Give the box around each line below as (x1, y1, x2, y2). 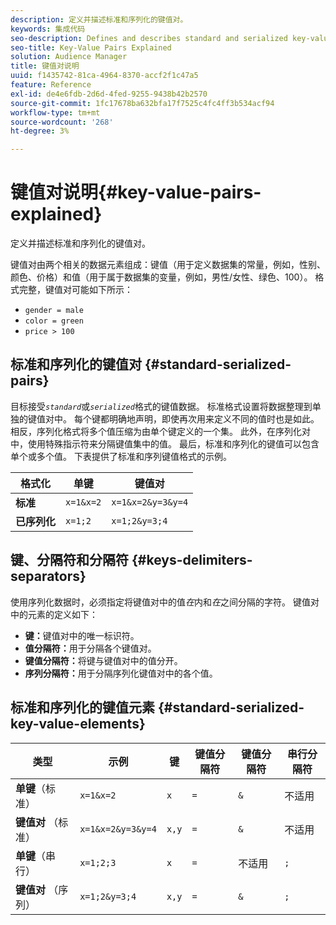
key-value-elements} (10, 716, 146, 733)
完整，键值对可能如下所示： (18, 284, 133, 296)
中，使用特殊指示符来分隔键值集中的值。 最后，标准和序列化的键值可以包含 (10, 437, 320, 450)
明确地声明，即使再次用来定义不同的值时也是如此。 (108, 412, 320, 425)
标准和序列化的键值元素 (10, 699, 155, 716)
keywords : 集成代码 (10, 24, 86, 34)
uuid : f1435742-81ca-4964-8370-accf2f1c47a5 (10, 71, 199, 81)
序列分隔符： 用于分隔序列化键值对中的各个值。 (24, 667, 218, 679)
